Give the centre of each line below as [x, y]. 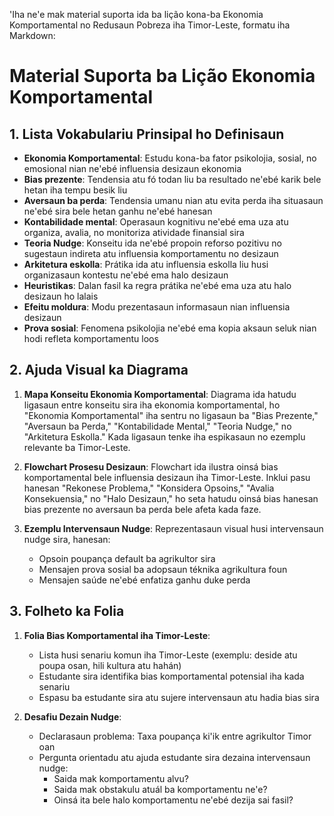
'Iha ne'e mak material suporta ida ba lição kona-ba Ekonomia [136, 14]
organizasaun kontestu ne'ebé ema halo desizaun [126, 275]
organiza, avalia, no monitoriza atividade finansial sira [134, 232]
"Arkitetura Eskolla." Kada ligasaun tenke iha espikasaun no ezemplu [164, 436]
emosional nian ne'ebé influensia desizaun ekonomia [132, 168]
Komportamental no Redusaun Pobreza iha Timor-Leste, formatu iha [150, 25]
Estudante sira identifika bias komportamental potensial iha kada [171, 676]
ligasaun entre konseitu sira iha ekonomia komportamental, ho [152, 405]
